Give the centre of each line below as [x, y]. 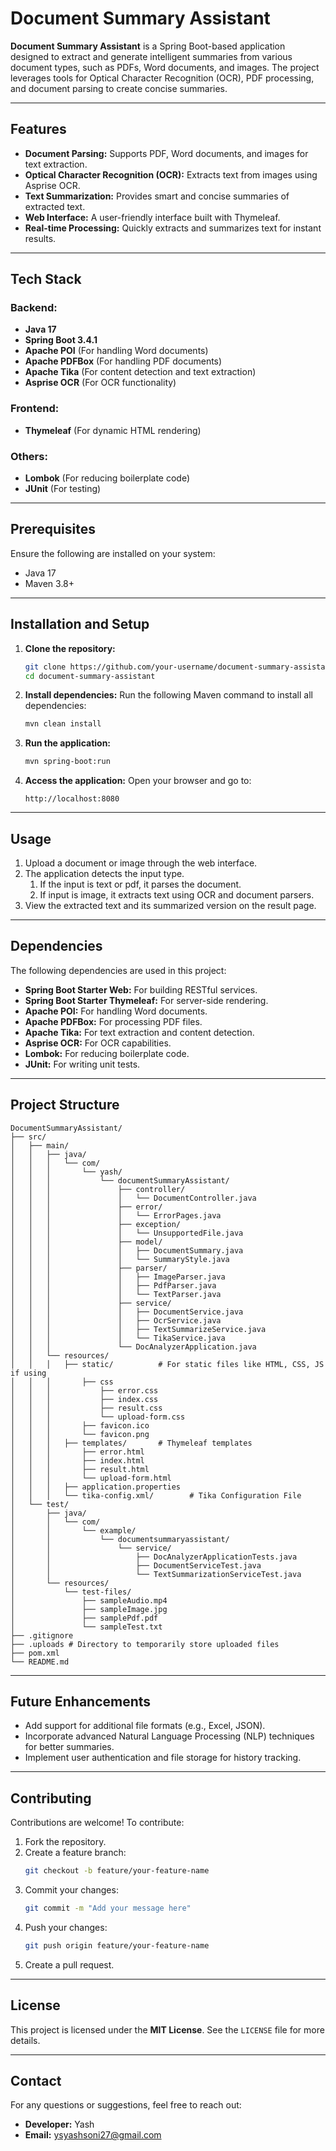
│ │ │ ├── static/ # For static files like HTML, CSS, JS [167, 1364]
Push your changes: [66, 1927]
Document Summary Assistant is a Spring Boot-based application [148, 46]
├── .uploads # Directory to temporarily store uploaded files [145, 1644]
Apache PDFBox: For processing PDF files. [113, 1021]
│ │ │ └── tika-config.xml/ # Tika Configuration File [156, 1495]
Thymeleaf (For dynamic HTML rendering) [113, 430]
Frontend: [35, 409]
